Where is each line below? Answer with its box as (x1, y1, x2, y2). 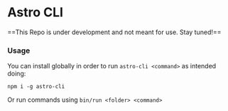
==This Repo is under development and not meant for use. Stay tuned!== (7, 28, 222, 36)
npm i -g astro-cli (7, 83, 65, 90)
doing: (7, 69, 26, 78)
